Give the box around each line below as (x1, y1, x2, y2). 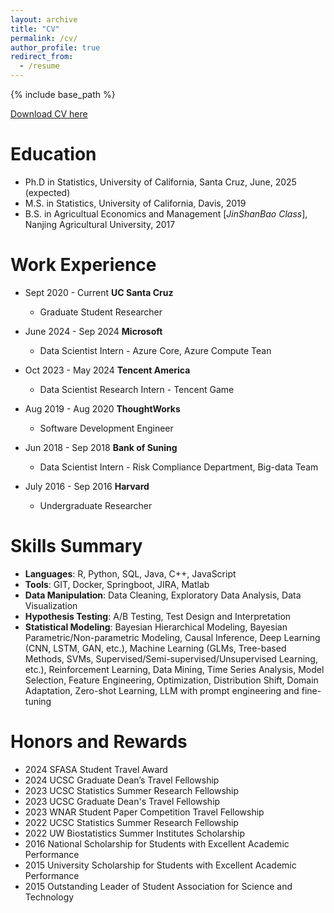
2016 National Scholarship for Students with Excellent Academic (24, 837, 290, 850)
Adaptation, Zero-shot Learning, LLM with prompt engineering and (24, 684, 300, 696)
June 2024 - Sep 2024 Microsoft (24, 325, 163, 337)
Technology (24, 891, 75, 903)
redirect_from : (10, 52, 74, 62)
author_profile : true (10, 42, 101, 53)
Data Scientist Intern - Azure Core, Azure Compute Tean (39, 344, 272, 356)
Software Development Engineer (39, 422, 174, 434)
